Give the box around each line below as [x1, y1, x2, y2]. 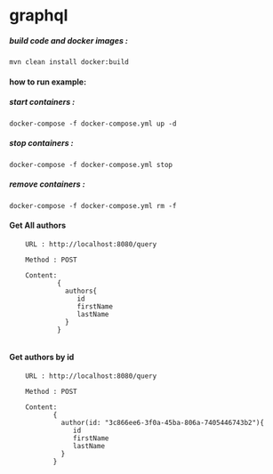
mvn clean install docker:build [9, 58, 129, 67]
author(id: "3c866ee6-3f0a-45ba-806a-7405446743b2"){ [60, 419, 265, 428]
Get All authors [9, 220, 67, 231]
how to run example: [9, 76, 87, 87]
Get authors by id [9, 352, 75, 363]
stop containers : [9, 138, 74, 149]
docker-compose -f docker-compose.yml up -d [9, 119, 177, 128]
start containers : [9, 97, 76, 108]
